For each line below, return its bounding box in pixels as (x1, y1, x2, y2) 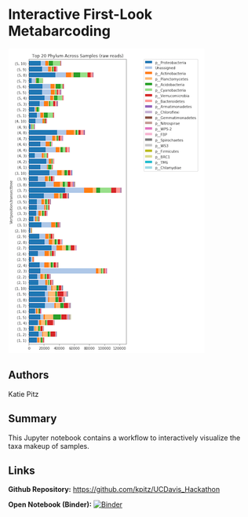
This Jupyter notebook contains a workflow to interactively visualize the (8, 433, 241, 442)
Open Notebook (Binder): (8, 500, 92, 509)
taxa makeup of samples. (8, 441, 89, 450)
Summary (8, 412, 57, 425)
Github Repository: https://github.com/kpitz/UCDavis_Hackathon (8, 485, 221, 494)
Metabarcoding (8, 22, 111, 40)
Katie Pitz (8, 389, 39, 399)
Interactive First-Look (8, 5, 153, 24)
